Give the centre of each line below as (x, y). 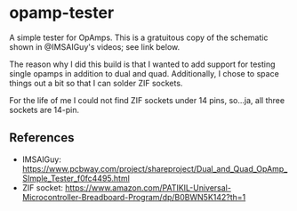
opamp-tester (62, 13)
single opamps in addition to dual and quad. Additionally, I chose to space (144, 73)
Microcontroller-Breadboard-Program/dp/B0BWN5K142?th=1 (134, 197)
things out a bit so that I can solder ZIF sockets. (96, 83)
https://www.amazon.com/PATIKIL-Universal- (148, 187)
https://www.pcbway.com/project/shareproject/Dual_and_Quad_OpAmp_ (155, 168)
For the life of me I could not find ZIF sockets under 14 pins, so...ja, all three (147, 100)
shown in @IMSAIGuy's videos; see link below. (95, 46)
